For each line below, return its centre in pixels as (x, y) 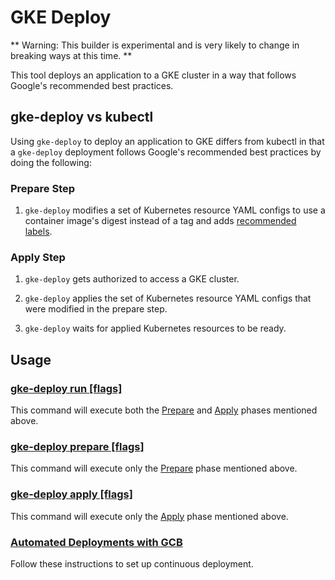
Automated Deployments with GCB (96, 542)
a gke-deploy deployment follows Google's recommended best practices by (166, 152)
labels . (38, 232)
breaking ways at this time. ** (71, 55)
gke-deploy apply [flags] (71, 494)
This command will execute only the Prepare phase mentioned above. (154, 468)
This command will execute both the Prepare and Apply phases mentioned (164, 410)
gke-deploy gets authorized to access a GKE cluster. (132, 279)
